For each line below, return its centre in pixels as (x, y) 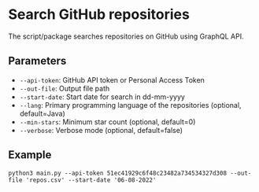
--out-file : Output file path (65, 88)
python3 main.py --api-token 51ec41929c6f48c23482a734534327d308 (117, 173)
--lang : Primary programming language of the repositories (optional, (130, 105)
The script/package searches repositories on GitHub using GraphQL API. (126, 36)
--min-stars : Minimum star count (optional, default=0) (107, 122)
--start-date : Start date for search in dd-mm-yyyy (102, 97)
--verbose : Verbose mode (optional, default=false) (101, 130)
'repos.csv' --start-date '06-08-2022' (91, 180)
